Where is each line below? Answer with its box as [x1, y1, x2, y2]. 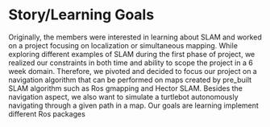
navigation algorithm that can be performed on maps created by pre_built [8, 75, 252, 84]
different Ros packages [8, 109, 86, 118]
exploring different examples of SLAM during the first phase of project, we [8, 49, 255, 59]
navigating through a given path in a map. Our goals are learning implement [8, 100, 260, 110]
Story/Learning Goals [8, 6, 155, 24]
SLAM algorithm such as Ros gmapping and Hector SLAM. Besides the [8, 83, 243, 93]
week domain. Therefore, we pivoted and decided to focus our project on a [8, 66, 258, 76]
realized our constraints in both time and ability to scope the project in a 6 [8, 58, 254, 68]
